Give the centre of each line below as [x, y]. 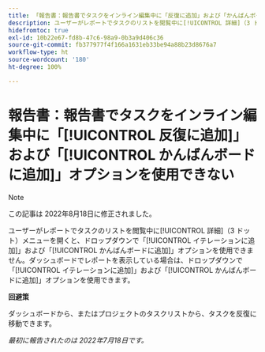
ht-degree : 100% [35, 67]
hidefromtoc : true [38, 30]
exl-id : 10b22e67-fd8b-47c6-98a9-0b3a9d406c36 [86, 38]
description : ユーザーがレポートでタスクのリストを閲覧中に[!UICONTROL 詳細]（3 [129, 23]
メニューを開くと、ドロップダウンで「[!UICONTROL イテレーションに [135, 240]
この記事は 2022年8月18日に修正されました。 [82, 214]
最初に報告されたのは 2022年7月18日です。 [78, 340]
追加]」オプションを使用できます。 [78, 280]
